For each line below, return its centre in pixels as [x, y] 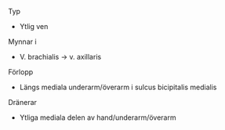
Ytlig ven [34, 26]
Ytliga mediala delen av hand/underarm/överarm [98, 117]
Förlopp [21, 72]
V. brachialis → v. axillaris [60, 57]
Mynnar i [22, 42]
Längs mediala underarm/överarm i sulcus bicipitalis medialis [118, 87]
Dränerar [23, 102]
